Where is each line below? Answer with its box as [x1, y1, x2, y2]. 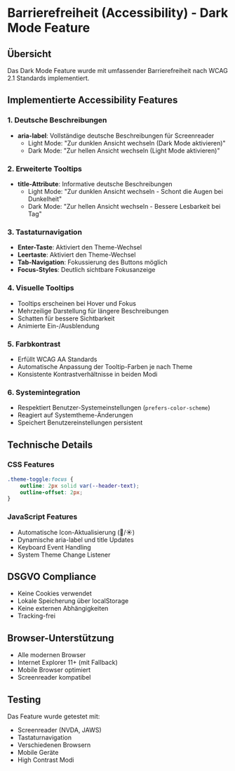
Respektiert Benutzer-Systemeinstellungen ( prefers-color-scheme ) [17, 403, 210, 412]
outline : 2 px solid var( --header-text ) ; [20, 482, 140, 489]
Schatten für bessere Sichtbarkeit [17, 314, 115, 323]
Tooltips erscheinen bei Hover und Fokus [17, 299, 137, 307]
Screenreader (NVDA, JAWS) [17, 726, 102, 734]
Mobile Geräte [17, 749, 59, 757]
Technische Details [7, 439, 93, 451]
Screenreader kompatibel [17, 673, 91, 682]
